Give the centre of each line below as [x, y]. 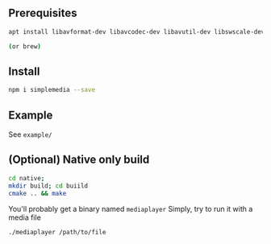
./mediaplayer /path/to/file [57, 232]
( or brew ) [25, 46]
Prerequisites [43, 13]
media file [25, 217]
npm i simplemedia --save [52, 90]
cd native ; [27, 178]
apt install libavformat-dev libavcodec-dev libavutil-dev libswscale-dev [137, 31]
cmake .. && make [38, 193]
